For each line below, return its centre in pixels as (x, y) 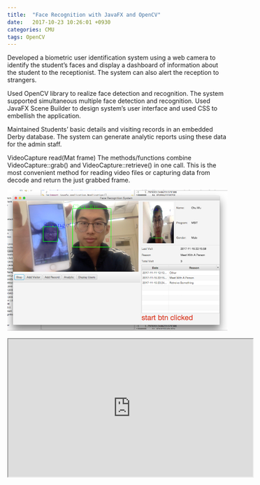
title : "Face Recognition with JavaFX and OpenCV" (84, 15)
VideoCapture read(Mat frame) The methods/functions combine (100, 158)
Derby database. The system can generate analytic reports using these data (117, 137)
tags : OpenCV (26, 37)
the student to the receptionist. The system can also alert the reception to (113, 73)
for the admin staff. (35, 144)
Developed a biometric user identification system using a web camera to (111, 58)
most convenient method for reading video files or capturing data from (109, 173)
